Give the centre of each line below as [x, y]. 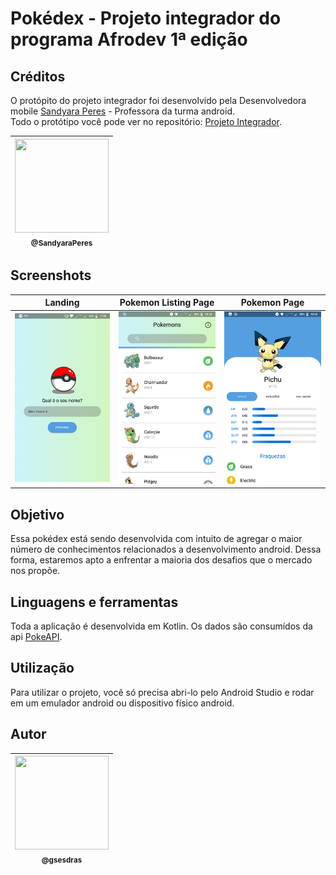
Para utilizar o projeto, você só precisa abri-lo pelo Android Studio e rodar [162, 692]
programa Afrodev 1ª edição [129, 39]
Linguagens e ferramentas [94, 602]
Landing [62, 303]
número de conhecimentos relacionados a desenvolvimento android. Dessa [166, 549]
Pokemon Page [272, 303]
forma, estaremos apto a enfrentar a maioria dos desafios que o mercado [161, 560]
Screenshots [51, 275]
